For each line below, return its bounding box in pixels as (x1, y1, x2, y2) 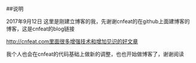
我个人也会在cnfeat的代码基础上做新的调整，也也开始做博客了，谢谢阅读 (6, 51, 184, 58)
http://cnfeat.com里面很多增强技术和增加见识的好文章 (6, 38, 139, 45)
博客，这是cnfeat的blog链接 (6, 26, 75, 32)
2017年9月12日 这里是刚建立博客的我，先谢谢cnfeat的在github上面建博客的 (6, 18, 190, 25)
